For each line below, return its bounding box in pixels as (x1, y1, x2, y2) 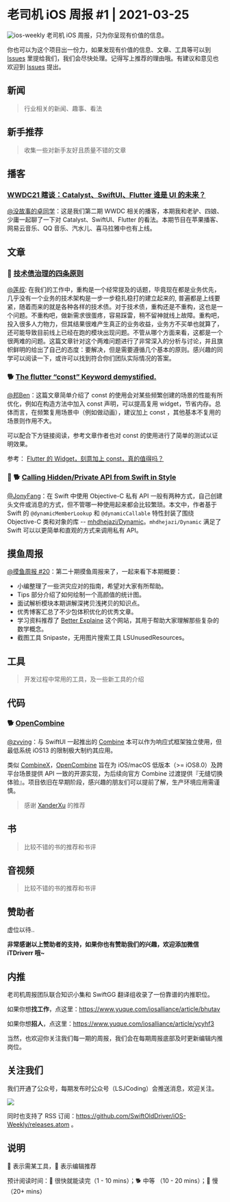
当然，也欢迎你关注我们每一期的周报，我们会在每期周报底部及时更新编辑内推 (7, 1035, 223, 1043)
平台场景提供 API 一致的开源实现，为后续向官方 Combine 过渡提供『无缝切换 (7, 769, 223, 777)
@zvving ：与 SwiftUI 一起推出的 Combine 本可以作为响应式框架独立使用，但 (7, 737, 222, 746)
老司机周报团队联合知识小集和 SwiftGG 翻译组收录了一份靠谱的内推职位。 (7, 991, 214, 999)
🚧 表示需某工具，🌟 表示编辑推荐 (7, 1161, 97, 1170)
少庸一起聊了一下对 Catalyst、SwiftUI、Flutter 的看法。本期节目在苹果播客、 (7, 216, 222, 224)
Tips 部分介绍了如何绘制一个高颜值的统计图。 (16, 590, 146, 599)
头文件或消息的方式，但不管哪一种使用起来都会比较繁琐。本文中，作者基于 (7, 500, 217, 509)
